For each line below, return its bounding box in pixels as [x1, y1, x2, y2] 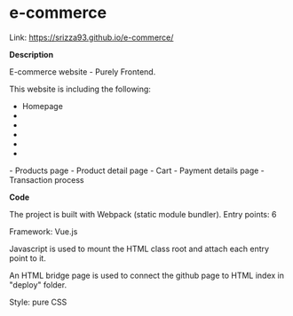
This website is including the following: [9, 83, 151, 94]
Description [9, 49, 54, 59]
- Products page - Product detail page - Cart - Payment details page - [9, 165, 265, 176]
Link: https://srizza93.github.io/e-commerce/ [9, 32, 174, 43]
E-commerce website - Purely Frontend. [9, 66, 156, 77]
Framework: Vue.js [9, 225, 78, 237]
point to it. [9, 252, 46, 264]
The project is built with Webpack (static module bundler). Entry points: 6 [9, 209, 277, 219]
